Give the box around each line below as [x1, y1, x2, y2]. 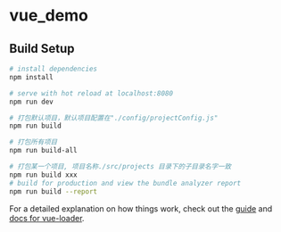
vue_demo [9, 5, 89, 26]
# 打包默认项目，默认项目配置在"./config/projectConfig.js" [9, 113, 219, 122]
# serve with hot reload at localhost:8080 [9, 88, 174, 98]
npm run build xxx [9, 170, 78, 179]
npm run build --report [9, 186, 98, 196]
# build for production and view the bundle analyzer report [9, 178, 242, 187]
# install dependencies [9, 64, 98, 73]
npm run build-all [9, 146, 78, 155]
